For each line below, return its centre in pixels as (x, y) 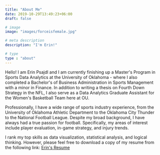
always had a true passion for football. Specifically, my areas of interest (76, 123)
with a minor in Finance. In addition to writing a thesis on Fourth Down (75, 87)
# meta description (25, 41)
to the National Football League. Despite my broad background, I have (75, 117)
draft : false (18, 18)
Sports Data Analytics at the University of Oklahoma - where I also (71, 77)
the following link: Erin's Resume (38, 147)
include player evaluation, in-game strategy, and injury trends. (67, 128)
